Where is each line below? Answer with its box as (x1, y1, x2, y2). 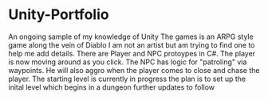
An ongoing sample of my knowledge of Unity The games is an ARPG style (8, 32, 254, 41)
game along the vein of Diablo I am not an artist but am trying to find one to (8, 40, 255, 49)
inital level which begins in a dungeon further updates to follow (8, 82, 215, 92)
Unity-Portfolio (8, 6, 109, 24)
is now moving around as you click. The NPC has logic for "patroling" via (8, 57, 247, 67)
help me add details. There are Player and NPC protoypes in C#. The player (8, 48, 256, 58)
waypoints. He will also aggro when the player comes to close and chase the (8, 65, 260, 75)
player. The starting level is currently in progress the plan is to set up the (8, 74, 246, 83)
